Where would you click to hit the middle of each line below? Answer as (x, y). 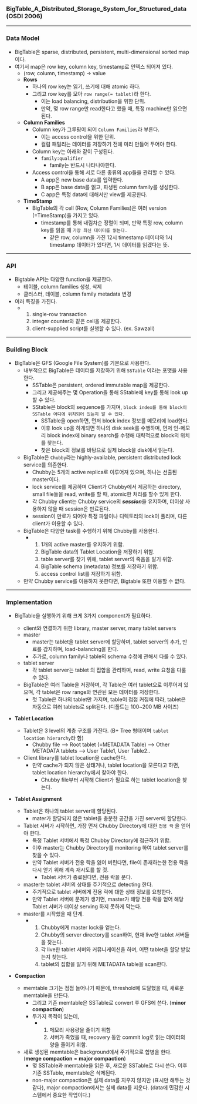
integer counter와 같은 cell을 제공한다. (77, 321)
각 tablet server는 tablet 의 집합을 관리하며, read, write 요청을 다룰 (109, 670)
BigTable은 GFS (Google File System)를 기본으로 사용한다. (83, 363)
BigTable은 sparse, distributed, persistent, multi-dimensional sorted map (102, 52)
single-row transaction (59, 314)
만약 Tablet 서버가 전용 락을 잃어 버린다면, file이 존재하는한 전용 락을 (110, 863)
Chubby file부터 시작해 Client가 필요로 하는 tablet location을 (111, 780)
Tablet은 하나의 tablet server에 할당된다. (70, 811)
